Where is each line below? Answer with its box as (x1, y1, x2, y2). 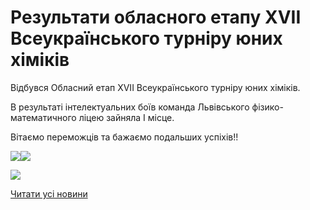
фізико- (251, 101, 284, 113)
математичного (10, 111, 77, 123)
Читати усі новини (10, 187, 88, 200)
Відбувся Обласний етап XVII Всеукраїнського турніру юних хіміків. (10, 81, 301, 93)
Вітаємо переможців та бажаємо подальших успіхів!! (10, 131, 239, 143)
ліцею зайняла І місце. (78, 111, 175, 123)
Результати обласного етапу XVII (10, 6, 302, 29)
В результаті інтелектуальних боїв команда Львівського (10, 101, 250, 113)
